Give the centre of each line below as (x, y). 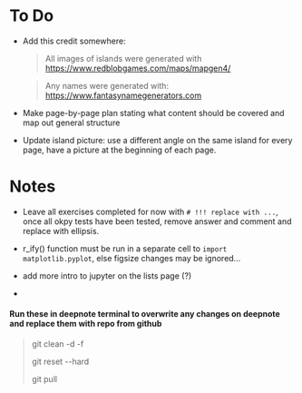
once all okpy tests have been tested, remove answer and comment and (157, 221)
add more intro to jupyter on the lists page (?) (107, 275)
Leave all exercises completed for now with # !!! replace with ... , (150, 211)
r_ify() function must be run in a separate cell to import (125, 248)
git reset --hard (60, 362)
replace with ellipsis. (61, 231)
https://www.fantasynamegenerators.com (123, 95)
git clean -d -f (58, 344)
